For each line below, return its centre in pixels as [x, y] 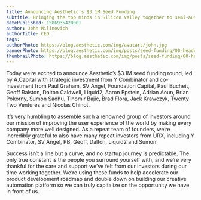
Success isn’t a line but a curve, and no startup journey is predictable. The [98, 153]
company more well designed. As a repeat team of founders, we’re [88, 129]
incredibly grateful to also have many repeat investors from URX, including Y [100, 136]
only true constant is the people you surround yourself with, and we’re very [99, 159]
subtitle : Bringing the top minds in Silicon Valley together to [89, 17]
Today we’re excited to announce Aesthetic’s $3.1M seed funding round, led [99, 73]
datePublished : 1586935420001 [44, 23]
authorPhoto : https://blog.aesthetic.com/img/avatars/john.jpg [87, 45]
